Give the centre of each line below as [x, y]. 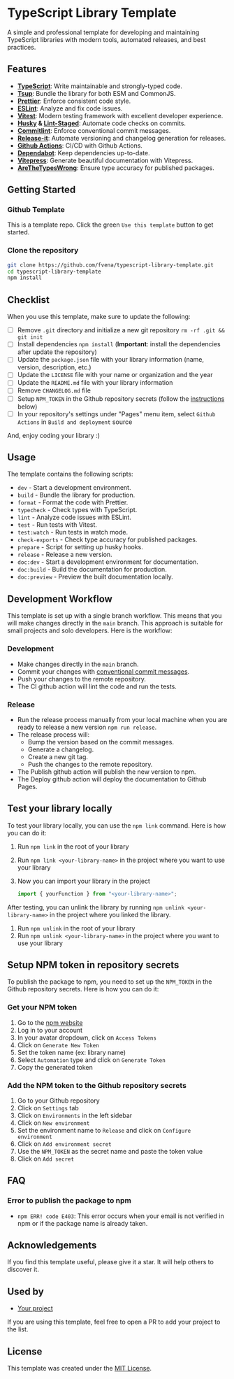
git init [30, 337]
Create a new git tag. [58, 756]
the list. [18, 1329]
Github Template [36, 210]
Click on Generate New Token [58, 1045]
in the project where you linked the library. [110, 914]
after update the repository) [57, 352]
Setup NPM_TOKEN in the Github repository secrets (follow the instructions [121, 398]
